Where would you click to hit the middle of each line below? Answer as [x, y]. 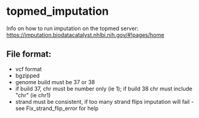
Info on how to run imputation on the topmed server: [72, 28]
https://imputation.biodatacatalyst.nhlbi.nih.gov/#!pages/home [85, 34]
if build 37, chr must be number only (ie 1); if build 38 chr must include [103, 88]
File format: [29, 54]
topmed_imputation [58, 11]
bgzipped [27, 76]
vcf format [28, 69]
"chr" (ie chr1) [33, 95]
